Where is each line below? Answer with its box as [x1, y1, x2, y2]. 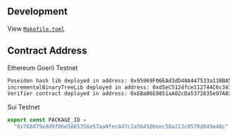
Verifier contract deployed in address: [7, 90, 128, 97]
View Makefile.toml [7, 24, 65, 32]
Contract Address [7, 45, 87, 57]
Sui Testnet [7, 103, 40, 111]
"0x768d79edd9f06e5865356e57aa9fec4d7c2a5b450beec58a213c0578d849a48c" [13, 123, 229, 130]
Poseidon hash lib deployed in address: [7, 77, 128, 84]
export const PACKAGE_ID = [7, 116, 87, 124]
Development [7, 6, 68, 18]
